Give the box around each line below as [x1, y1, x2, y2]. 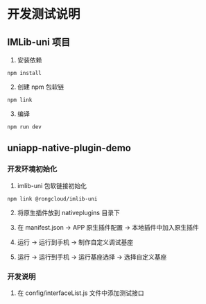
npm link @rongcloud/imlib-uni [7, 195, 98, 202]
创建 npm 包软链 [17, 83, 65, 91]
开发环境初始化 [7, 164, 58, 174]
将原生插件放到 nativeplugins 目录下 [17, 208, 120, 217]
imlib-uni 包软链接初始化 [17, 181, 87, 189]
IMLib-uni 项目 [7, 36, 71, 48]
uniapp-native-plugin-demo [7, 142, 132, 154]
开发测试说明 [7, 6, 81, 22]
